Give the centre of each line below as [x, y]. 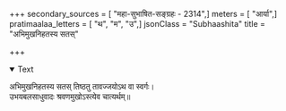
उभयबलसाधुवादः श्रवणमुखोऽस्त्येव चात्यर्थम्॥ [70, 97]
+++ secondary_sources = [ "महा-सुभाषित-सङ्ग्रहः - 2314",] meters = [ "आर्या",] [143, 14]
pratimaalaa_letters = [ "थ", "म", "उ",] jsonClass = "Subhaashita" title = [138, 24]
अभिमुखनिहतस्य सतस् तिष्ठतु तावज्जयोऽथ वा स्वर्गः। [82, 86]
